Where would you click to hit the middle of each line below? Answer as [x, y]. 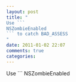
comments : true [25, 51]
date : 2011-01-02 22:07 [36, 45]
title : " [17, 17]
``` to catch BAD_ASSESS [37, 34]
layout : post [22, 12]
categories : [21, 56]
